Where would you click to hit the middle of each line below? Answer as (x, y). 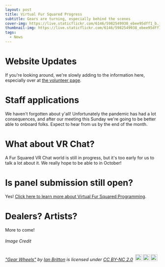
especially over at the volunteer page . (43, 80)
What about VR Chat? (50, 144)
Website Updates (41, 61)
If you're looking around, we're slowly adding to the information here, (75, 75)
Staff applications (42, 100)
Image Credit (18, 241)
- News (16, 37)
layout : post (18, 10)
